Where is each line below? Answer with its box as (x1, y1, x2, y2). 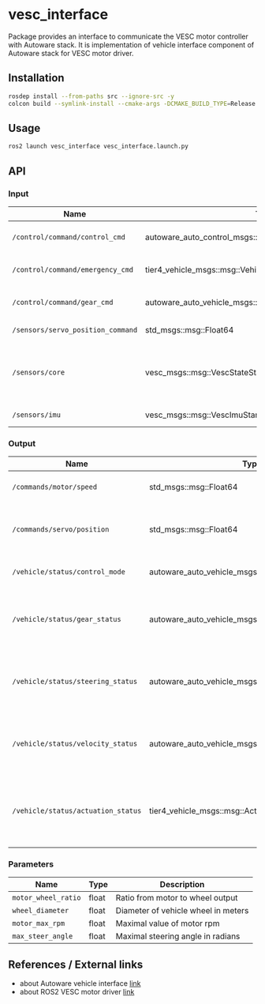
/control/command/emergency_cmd (12, 265, 134, 274)
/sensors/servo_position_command (12, 325, 138, 334)
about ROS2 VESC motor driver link (19, 987, 135, 997)
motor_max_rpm (12, 919, 65, 928)
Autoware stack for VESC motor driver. (8, 48, 134, 58)
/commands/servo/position (12, 525, 110, 534)
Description (159, 879, 205, 890)
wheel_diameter (12, 906, 69, 916)
